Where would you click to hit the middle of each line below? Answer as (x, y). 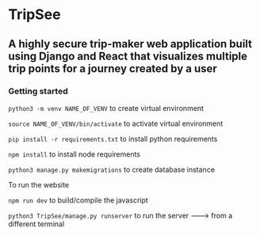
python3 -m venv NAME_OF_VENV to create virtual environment (106, 108)
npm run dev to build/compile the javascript (78, 200)
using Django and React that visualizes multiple (128, 56)
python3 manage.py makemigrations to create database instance (112, 169)
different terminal (36, 224)
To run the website (39, 184)
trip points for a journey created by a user (113, 68)
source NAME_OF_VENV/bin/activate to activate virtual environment (116, 123)
